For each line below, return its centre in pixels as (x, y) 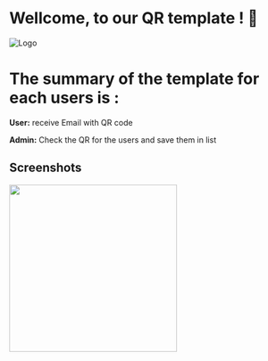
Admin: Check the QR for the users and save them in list (113, 139)
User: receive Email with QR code (71, 122)
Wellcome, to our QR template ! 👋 (134, 18)
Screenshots (46, 168)
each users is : (64, 98)
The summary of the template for (134, 79)
